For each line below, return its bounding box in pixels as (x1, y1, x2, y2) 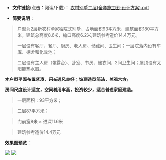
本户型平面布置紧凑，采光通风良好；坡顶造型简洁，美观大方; (5, 77, 128, 82)
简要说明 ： (12, 15, 35, 21)
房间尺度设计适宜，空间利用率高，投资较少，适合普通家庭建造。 (5, 87, 135, 92)
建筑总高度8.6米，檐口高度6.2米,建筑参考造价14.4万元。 (26, 32, 140, 38)
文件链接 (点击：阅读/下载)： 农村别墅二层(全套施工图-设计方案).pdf (12, 5, 150, 10)
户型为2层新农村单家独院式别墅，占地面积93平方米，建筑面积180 (17, 26, 150, 32)
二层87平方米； (17, 108, 49, 114)
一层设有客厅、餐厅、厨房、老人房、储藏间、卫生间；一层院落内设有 (17, 43, 157, 49)
